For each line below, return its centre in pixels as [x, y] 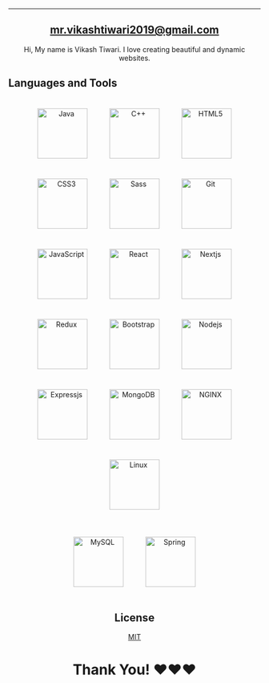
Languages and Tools [63, 83]
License [134, 618]
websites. [134, 58]
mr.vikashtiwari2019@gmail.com [134, 30]
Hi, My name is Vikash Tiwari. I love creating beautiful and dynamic [134, 49]
